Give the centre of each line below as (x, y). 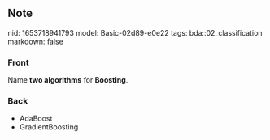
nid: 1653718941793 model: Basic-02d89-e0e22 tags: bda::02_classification (135, 32)
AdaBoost (36, 119)
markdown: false (36, 41)
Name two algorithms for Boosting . (68, 80)
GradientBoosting (49, 127)
